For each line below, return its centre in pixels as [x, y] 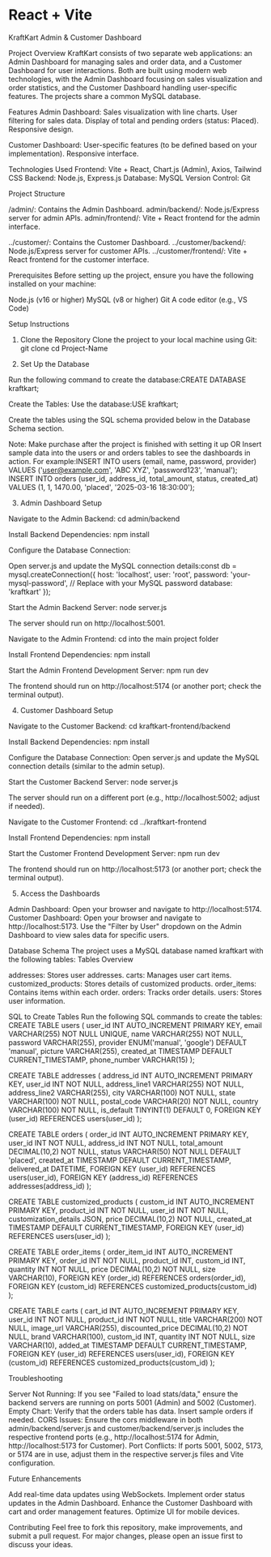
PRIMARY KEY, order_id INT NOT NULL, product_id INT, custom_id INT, [127, 1260]
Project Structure [37, 193]
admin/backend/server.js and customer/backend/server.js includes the [126, 1428]
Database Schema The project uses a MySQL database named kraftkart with [136, 950]
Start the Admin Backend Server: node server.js [88, 607]
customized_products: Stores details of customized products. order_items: [133, 983]
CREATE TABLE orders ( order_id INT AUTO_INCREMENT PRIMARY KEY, [129, 1134]
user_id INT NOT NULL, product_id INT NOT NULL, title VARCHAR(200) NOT [135, 1319]
